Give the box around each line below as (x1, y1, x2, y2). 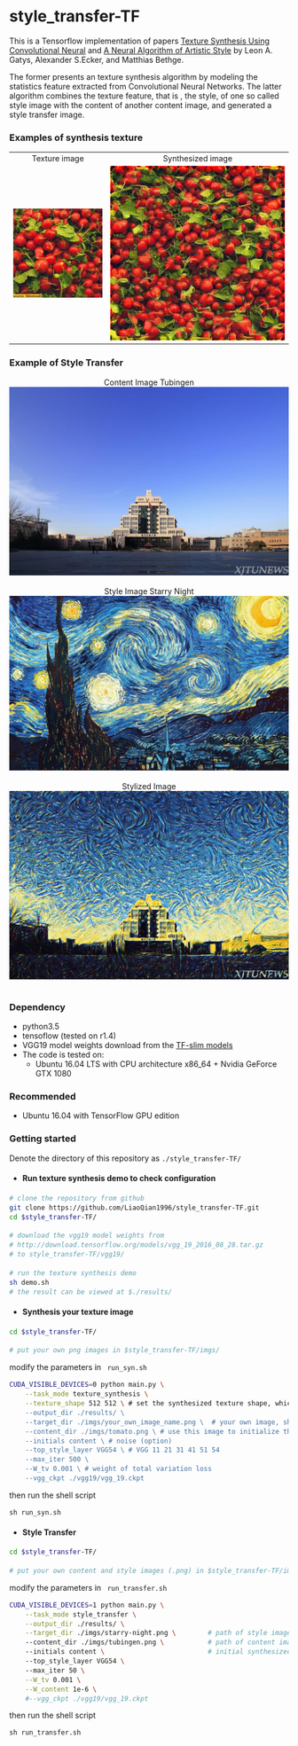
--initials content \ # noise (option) (25, 1437, 173, 1445)
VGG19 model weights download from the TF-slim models (21, 1040, 233, 1051)
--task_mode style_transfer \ (25, 1609, 137, 1619)
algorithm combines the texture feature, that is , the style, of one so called (9, 90, 279, 101)
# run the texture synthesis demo (9, 1268, 137, 1278)
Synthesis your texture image (21, 1306, 134, 1318)
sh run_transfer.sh (9, 1728, 82, 1737)
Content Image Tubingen (103, 377, 195, 388)
